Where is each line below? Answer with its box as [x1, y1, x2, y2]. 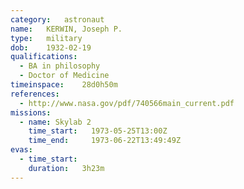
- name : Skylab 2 [19, 117, 92, 127]
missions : [10, 107, 52, 118]
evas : [10, 145, 33, 155]
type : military [10, 33, 83, 43]
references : [10, 89, 60, 99]
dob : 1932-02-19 [10, 42, 92, 53]
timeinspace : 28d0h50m [10, 80, 118, 90]
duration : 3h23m [28, 163, 105, 173]
